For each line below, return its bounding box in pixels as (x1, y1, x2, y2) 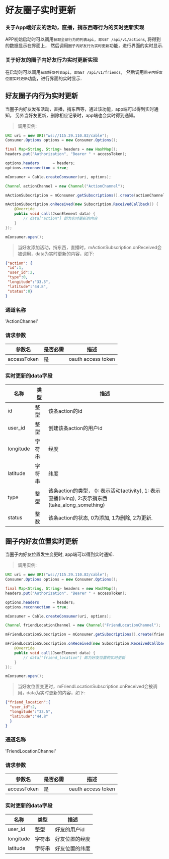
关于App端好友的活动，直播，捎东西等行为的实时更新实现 (5, 24, 144, 31)
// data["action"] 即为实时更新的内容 (23, 216, 98, 221)
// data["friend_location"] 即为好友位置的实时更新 (23, 655, 126, 660)
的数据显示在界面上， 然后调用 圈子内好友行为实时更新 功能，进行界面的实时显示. (5, 42, 163, 49)
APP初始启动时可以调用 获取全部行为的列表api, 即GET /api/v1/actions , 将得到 (5, 36, 161, 42)
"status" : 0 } (7, 289, 33, 294)
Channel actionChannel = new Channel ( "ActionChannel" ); (5, 183, 125, 188)
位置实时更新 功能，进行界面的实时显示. (5, 75, 82, 81)
